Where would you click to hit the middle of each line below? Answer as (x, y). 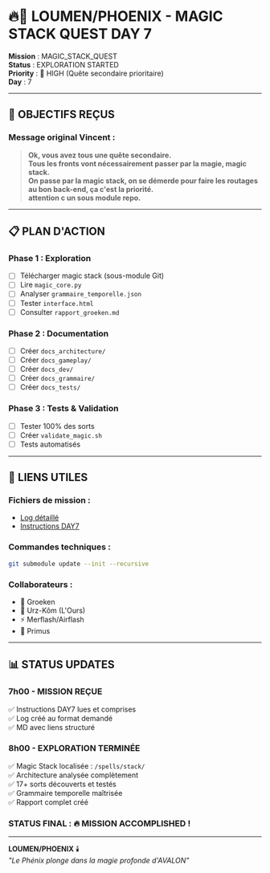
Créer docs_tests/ (50, 387)
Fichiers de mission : (49, 500)
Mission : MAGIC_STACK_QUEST (63, 56)
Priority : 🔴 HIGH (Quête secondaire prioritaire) (86, 73)
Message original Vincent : (62, 137)
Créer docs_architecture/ (63, 351)
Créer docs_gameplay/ (55, 360)
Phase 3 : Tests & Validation (63, 409)
